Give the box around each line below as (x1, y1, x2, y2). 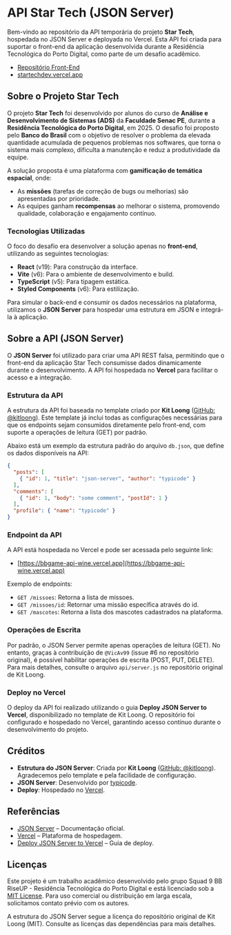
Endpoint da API (7, 530, 62, 540)
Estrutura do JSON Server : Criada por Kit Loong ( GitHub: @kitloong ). (17, 764, 216, 772)
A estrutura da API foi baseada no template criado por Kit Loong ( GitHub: (7, 406, 216, 415)
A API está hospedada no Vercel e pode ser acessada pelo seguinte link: (7, 546, 214, 554)
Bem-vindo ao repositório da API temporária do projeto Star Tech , (7, 28, 195, 36)
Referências (7, 806, 61, 818)
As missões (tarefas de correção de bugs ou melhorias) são (17, 187, 189, 195)
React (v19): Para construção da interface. (17, 263, 138, 271)
